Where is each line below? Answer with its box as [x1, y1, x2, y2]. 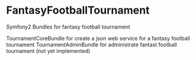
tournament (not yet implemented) [6, 47, 91, 54]
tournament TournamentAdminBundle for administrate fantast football [6, 41, 178, 48]
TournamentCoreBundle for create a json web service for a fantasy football [6, 34, 191, 42]
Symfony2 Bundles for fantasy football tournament [6, 23, 130, 30]
